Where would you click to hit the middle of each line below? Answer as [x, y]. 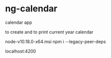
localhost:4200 [21, 51]
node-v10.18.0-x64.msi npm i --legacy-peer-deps [55, 41]
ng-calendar [31, 9]
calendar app [19, 22]
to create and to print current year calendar [49, 32]
